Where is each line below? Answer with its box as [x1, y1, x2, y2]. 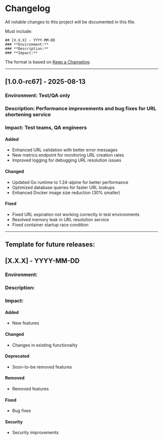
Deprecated [5, 353, 30, 359]
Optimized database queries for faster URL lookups [12, 184, 115, 190]
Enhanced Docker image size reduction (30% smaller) [12, 190, 120, 196]
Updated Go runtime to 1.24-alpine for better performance [12, 179, 129, 185]
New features [12, 320, 40, 326]
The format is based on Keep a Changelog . [5, 59, 91, 65]
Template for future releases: [5, 241, 96, 249]
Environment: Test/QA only [5, 92, 70, 99]
